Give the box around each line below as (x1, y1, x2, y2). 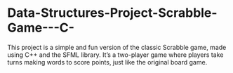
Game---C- (7, 20, 75, 36)
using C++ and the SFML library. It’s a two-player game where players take (7, 51, 224, 59)
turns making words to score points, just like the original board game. (7, 58, 208, 66)
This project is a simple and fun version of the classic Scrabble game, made (7, 43, 227, 51)
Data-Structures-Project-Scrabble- (7, 5, 218, 21)
